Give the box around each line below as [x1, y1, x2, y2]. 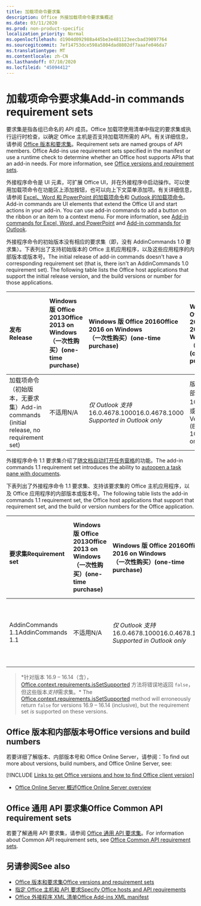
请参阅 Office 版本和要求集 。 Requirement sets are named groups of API [6, 141, 183, 148]
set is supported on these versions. [20, 708, 108, 715]
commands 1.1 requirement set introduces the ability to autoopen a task [6, 464, 181, 471]
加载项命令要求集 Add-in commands [6, 92, 185, 105]
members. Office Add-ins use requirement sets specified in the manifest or [6, 147, 191, 154]
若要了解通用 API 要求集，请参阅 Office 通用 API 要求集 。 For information [6, 829, 184, 837]
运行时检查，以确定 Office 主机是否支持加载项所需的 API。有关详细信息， [11, 133, 191, 141]
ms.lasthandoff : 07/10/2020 [6, 59, 77, 65]
